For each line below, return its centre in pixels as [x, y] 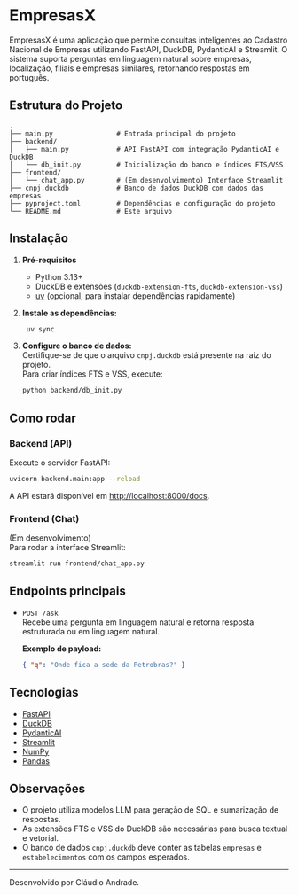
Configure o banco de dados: [77, 346]
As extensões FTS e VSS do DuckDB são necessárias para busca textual [155, 829]
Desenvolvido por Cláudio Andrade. [74, 883]
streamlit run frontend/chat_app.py [77, 564]
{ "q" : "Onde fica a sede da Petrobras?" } [104, 665]
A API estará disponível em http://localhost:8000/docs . [110, 495]
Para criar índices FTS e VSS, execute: [92, 374]
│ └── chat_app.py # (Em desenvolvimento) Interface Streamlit [146, 180]
